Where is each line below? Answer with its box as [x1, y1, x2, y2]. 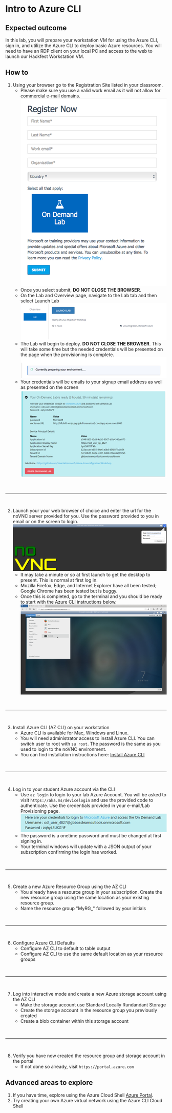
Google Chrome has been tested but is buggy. [20, 588, 118, 594]
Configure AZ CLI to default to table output [20, 945, 111, 951]
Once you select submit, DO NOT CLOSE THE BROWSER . [20, 286, 142, 293]
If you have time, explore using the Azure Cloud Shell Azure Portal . [12, 1092, 154, 1098]
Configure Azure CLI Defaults [12, 940, 75, 946]
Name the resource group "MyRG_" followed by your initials [20, 905, 146, 911]
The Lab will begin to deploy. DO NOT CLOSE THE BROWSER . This [20, 340, 161, 346]
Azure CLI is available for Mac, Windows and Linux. [20, 730, 129, 736]
